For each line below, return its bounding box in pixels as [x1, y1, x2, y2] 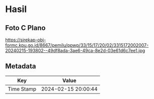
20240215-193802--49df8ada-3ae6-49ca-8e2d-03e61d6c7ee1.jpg [5, 48, 145, 53]
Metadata [5, 62, 36, 71]
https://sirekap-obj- [5, 37, 46, 43]
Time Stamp [8, 85, 37, 92]
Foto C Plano [5, 24, 46, 32]
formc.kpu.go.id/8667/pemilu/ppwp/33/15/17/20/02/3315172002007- [5, 42, 149, 48]
